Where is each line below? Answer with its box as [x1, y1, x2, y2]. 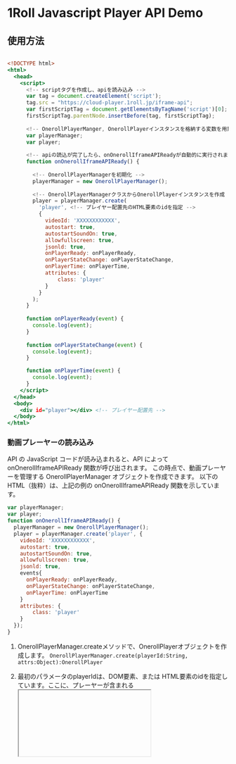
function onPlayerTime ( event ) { [25, 368, 121, 375]
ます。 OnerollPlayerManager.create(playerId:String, [29, 651, 188, 659]
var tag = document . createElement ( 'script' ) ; [25, 93, 162, 100]
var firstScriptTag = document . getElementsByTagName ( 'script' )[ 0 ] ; [25, 106, 228, 113]
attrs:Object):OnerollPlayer [17, 658, 103, 666]
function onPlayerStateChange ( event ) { [25, 342, 143, 349]
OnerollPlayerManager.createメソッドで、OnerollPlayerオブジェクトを [17, 642, 221, 651]
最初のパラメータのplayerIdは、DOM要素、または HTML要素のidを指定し [17, 672, 228, 680]
